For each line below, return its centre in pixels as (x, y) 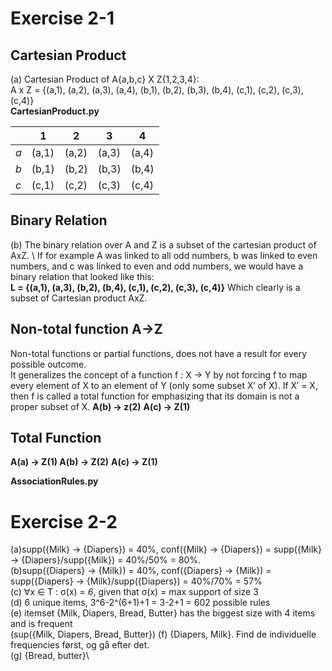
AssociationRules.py (54, 481)
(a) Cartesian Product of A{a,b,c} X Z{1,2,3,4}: (105, 79)
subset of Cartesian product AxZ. (79, 298)
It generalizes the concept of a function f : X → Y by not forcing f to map (159, 374)
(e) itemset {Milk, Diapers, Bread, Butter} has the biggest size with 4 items (163, 613)
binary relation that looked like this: (82, 276)
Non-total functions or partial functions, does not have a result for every (158, 353)
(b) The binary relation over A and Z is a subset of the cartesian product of (163, 244)
